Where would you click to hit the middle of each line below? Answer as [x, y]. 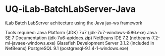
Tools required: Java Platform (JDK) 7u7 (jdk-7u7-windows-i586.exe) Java [81, 32]
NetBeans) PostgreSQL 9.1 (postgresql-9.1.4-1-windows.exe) [67, 48]
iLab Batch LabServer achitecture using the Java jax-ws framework [74, 23]
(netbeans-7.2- [145, 38]
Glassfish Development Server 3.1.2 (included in [106, 43]
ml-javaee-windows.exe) [30, 43]
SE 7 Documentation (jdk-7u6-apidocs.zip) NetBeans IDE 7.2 [67, 38]
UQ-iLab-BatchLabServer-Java [71, 9]
